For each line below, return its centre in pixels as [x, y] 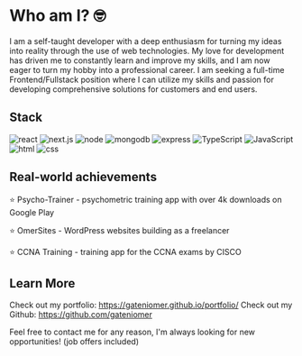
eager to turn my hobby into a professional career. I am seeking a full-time [147, 69]
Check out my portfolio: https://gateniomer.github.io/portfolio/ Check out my [151, 305]
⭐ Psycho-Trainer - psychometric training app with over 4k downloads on [146, 199]
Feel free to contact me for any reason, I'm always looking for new [132, 332]
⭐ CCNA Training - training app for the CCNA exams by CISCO [125, 251]
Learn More [42, 283]
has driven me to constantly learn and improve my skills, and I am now [140, 60]
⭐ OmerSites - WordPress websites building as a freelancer [119, 230]
